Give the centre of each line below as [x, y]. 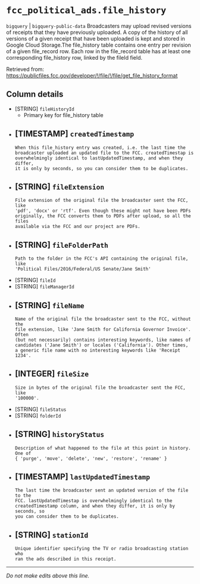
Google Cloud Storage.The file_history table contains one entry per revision [99, 45]
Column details [35, 94]
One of [23, 453]
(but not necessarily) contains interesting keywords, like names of [103, 340]
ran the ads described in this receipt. [65, 559]
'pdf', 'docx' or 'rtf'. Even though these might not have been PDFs [103, 211]
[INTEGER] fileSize [52, 374]
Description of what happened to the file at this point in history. [103, 448]
